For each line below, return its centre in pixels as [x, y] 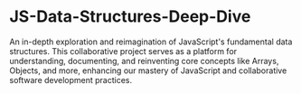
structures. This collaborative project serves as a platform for [123, 51]
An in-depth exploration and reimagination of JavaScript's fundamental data [151, 42]
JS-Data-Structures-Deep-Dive [130, 17]
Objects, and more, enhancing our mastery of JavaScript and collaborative [148, 70]
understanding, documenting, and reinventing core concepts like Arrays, [144, 61]
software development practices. [71, 80]
